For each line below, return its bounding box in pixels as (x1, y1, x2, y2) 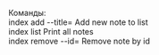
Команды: (8, 8, 46, 18)
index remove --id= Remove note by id (8, 35, 151, 46)
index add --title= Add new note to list (8, 17, 148, 27)
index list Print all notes (8, 27, 95, 36)
